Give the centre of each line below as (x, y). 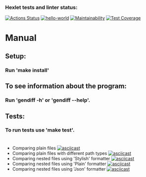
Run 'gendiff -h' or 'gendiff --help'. (48, 100)
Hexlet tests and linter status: (41, 7)
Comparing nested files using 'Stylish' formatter (61, 158)
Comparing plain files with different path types (60, 153)
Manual (21, 38)
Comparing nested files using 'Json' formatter (59, 169)
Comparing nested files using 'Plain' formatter (59, 164)
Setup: (16, 56)
